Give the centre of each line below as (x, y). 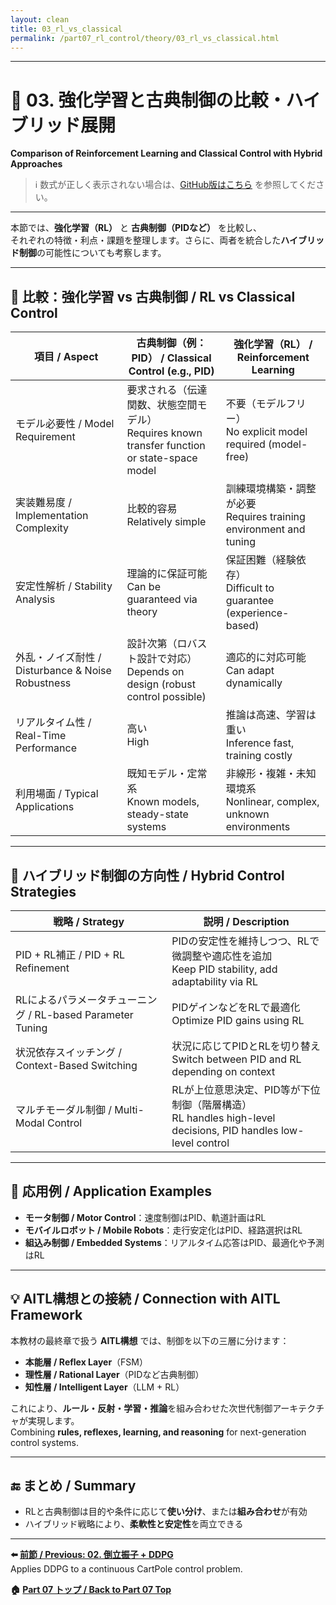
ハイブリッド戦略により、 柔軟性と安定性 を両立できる (134, 1524)
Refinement (42, 968)
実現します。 (53, 1420)
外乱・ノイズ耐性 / (58, 658)
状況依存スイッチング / (69, 1052)
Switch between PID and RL (236, 1059)
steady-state (157, 814)
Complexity (42, 528)
